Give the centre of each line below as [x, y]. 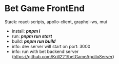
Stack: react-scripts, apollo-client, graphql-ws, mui [56, 22]
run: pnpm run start [32, 36]
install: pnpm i [26, 31]
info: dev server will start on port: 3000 [51, 46]
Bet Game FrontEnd [45, 8]
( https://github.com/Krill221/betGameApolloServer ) [63, 56]
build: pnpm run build [33, 41]
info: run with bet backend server [45, 51]
